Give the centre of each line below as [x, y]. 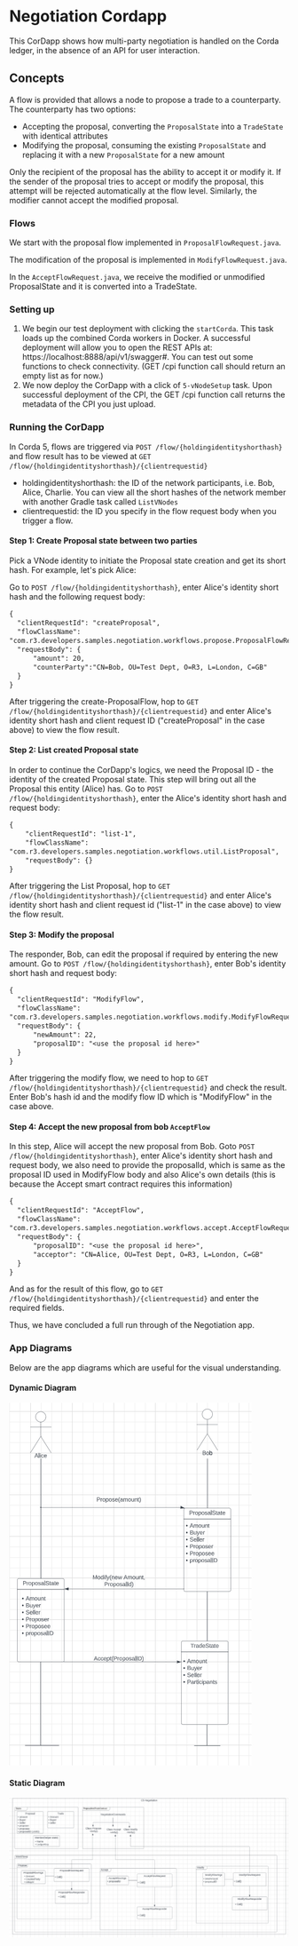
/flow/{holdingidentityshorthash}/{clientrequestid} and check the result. [148, 1088]
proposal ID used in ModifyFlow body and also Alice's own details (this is [143, 1175]
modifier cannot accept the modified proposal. [94, 200]
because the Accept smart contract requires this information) [121, 1184]
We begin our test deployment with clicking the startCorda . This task [148, 329]
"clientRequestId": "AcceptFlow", [81, 1211]
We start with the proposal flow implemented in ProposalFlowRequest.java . [145, 242]
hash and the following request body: [77, 596]
